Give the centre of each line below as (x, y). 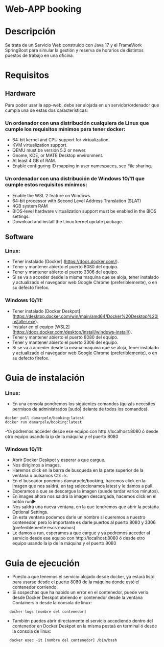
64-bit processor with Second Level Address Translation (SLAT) (77, 201)
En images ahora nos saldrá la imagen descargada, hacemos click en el (84, 496)
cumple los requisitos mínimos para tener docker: (65, 129)
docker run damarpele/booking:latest (44, 422)
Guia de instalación (45, 377)
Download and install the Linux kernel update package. (68, 221)
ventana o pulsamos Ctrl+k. (40, 476)
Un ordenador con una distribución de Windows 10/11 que (75, 179)
